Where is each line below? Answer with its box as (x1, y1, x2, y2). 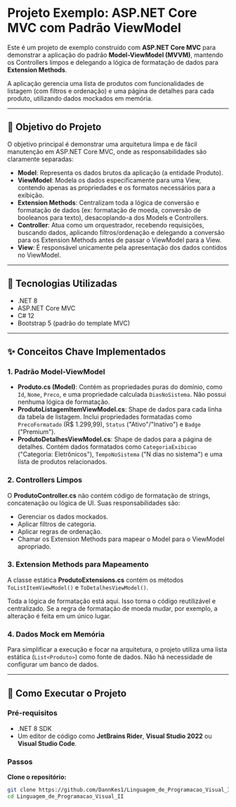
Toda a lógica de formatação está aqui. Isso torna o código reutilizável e (7, 597, 216, 605)
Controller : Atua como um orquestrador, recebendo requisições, (17, 220, 204, 229)
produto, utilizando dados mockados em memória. (7, 94, 153, 103)
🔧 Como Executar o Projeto (7, 687, 127, 699)
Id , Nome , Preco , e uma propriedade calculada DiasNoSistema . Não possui (17, 390, 227, 399)
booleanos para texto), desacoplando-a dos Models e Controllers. (17, 213, 209, 222)
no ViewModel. (17, 250, 62, 259)
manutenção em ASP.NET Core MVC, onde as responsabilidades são (7, 147, 207, 155)
